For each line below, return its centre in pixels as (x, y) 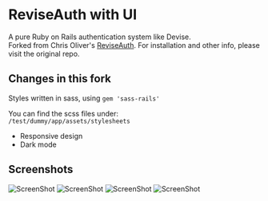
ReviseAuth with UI (73, 15)
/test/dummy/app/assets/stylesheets (69, 121)
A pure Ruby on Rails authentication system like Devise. (100, 37)
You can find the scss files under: (63, 113)
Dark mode (38, 144)
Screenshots (41, 169)
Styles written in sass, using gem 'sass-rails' (84, 98)
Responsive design (51, 136)
